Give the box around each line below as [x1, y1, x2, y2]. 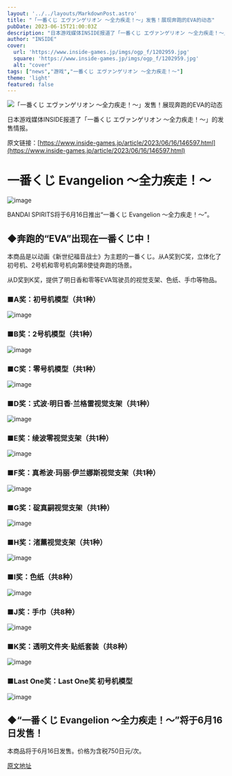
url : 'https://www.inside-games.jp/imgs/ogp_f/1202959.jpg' [13, 49, 190, 56]
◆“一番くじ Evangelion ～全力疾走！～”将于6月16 [7, 714, 223, 726]
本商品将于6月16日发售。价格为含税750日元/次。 [7, 747, 146, 755]
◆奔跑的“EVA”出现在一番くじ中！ [7, 232, 153, 244]
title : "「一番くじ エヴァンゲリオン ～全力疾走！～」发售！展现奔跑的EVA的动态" [7, 17, 215, 24]
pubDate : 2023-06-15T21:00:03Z [7, 23, 97, 30]
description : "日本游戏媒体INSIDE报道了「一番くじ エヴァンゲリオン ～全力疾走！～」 [7, 29, 230, 37]
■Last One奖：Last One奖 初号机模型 [7, 676, 133, 686]
